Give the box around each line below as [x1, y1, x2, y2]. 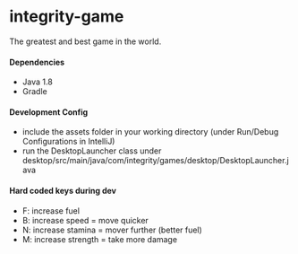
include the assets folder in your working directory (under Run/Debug [21, 127, 279, 137]
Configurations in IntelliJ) [21, 136, 115, 147]
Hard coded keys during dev [9, 185, 116, 196]
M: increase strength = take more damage [21, 233, 177, 244]
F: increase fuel [21, 205, 81, 216]
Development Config [9, 106, 89, 118]
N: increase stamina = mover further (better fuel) [21, 224, 203, 235]
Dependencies [9, 57, 65, 67]
